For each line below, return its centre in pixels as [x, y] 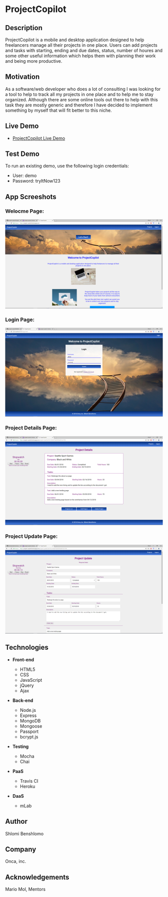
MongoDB [30, 720]
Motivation [22, 77]
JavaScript [31, 680]
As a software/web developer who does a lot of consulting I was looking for [83, 89]
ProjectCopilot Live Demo [39, 138]
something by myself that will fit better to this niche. [58, 110]
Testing [20, 746]
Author [16, 821]
